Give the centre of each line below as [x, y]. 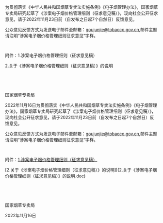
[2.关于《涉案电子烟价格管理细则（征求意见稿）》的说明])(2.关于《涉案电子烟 [81, 170]
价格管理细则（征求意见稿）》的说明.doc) [45, 176]
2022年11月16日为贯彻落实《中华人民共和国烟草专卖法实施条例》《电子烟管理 [81, 105]
